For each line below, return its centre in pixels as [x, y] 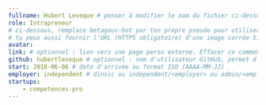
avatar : [21, 45]
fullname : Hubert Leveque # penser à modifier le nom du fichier [118, 15]
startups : [25, 81]
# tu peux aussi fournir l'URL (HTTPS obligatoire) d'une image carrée [129, 37]
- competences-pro [53, 89]
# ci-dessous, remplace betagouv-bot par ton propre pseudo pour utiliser [134, 30]
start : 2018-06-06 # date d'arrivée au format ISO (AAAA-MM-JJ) [116, 67]
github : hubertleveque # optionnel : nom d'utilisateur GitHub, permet [129, 60]
